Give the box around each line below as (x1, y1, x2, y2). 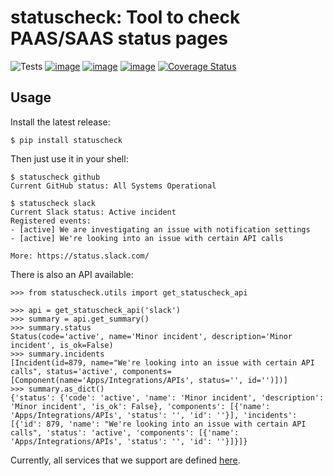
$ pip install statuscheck (10, 135, 123, 145)
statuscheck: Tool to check (10, 6, 241, 29)
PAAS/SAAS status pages (10, 27, 229, 50)
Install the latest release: (10, 116, 111, 128)
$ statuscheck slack (10, 198, 97, 208)
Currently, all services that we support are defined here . (10, 454, 241, 466)
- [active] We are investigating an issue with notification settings (10, 224, 311, 235)
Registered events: (10, 216, 92, 226)
